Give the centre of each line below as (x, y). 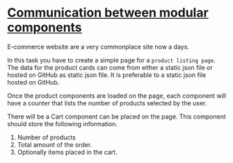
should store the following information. (63, 123)
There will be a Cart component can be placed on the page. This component (116, 117)
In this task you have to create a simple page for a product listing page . (111, 60)
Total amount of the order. (55, 144)
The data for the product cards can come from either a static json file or (110, 67)
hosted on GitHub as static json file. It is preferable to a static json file (107, 75)
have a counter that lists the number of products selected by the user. (107, 103)
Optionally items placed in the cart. (67, 152)
